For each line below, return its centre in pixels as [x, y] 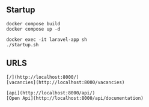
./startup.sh [23, 44]
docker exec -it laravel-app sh [47, 39]
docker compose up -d [33, 29]
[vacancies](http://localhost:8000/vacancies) [65, 82]
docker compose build [33, 23]
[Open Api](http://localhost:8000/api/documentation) [75, 98]
